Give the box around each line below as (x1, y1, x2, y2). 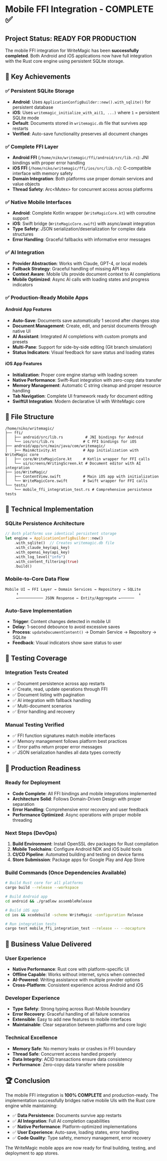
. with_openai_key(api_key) (14, 550, 70, 555)
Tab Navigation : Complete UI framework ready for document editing (12, 393, 153, 399)
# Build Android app (5, 894, 48, 899)
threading (12, 817, 32, 823)
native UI (12, 328, 31, 334)
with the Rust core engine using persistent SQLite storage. (5, 58, 125, 64)
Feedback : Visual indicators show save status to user (12, 640, 122, 646)
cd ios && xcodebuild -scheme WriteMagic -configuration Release (5, 912, 143, 918)
